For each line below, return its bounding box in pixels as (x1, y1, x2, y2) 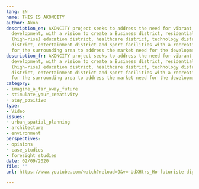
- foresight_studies (6, 152, 57, 158)
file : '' (6, 163, 28, 169)
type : (6, 102, 20, 109)
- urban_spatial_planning (6, 119, 70, 125)
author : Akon (6, 20, 38, 26)
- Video (6, 108, 25, 114)
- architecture (6, 125, 44, 131)
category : (6, 81, 31, 87)
